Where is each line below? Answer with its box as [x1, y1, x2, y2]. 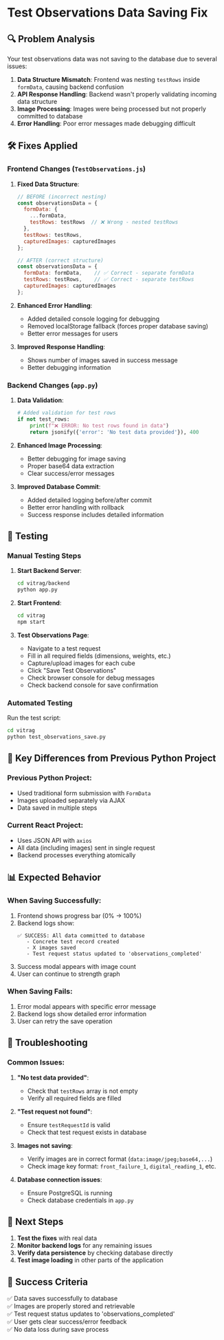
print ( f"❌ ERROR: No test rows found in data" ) [30, 422, 170, 429]
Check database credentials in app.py [27, 1196, 134, 1204]
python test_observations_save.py [7, 733, 107, 740]
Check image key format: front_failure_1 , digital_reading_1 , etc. [27, 1162, 216, 1170]
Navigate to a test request [27, 644, 101, 652]
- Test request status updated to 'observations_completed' [26, 950, 203, 957]
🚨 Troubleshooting [7, 1037, 88, 1049]
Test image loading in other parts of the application [16, 1256, 164, 1264]
